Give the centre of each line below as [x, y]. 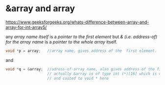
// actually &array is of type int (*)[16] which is [102, 74]
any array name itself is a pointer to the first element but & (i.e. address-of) [82, 37]
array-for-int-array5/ [26, 27]
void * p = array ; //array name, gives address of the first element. [81, 51]
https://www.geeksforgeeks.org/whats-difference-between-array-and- [77, 22]
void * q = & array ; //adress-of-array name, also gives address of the [80, 69]
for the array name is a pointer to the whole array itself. [61, 42]
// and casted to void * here [78, 78]
